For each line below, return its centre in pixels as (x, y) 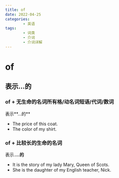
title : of (15, 10)
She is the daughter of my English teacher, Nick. (62, 170)
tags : (11, 28)
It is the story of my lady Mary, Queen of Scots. (61, 165)
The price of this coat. (35, 124)
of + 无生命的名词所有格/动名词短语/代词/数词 (59, 102)
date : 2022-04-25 (23, 14)
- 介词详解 (33, 42)
